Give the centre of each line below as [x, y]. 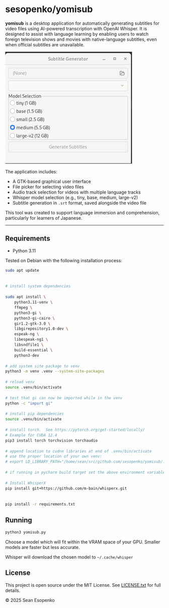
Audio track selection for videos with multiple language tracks [76, 192]
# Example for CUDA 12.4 [31, 435]
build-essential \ [33, 350]
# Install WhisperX [26, 483]
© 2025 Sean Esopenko [30, 600]
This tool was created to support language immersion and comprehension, [82, 212]
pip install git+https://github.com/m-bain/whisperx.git [66, 488]
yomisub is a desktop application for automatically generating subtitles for [82, 23]
